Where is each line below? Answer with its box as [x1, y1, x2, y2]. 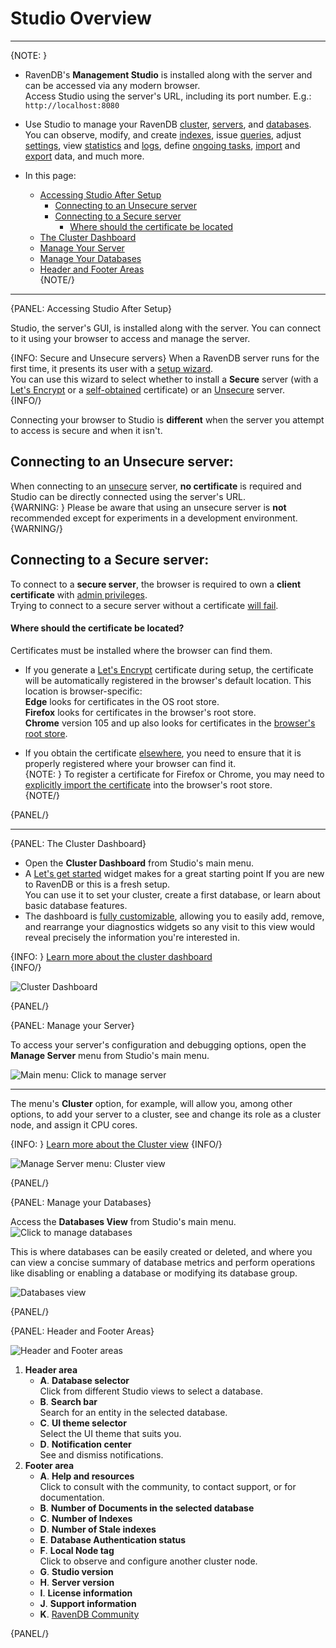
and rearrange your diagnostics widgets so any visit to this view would [24, 920, 316, 932]
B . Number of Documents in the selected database [39, 1502, 255, 1514]
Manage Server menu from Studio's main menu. [10, 1049, 210, 1061]
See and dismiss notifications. [39, 1448, 164, 1461]
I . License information [39, 1587, 133, 1599]
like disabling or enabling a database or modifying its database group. [10, 1267, 298, 1279]
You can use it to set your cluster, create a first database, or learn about [24, 888, 321, 901]
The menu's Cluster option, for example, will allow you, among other [10, 1097, 293, 1109]
